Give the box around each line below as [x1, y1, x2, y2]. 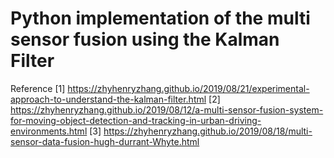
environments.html [10, 125, 88, 137]
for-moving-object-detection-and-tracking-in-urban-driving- [10, 114, 262, 126]
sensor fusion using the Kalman [10, 28, 280, 51]
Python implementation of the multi [10, 7, 311, 30]
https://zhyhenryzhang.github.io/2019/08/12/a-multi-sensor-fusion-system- [10, 103, 324, 116]
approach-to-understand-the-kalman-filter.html [10, 93, 207, 105]
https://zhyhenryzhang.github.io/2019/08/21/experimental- [67, 82, 310, 94]
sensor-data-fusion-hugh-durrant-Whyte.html [10, 135, 200, 147]
